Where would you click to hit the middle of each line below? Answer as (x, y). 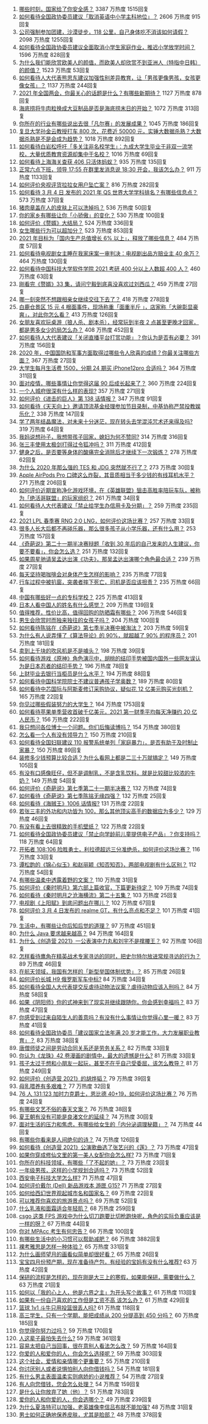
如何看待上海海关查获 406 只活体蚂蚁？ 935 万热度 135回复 (93, 162)
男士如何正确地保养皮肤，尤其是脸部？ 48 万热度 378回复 (91, 1415)
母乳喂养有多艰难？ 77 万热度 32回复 (65, 1086)
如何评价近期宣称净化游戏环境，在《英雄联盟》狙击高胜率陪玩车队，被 (107, 490)
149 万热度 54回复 (54, 780)
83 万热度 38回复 (58, 1040)
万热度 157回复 (37, 536)
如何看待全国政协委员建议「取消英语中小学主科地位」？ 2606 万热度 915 (109, 17)
